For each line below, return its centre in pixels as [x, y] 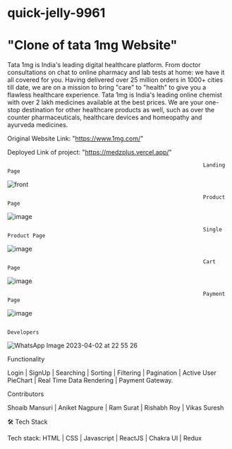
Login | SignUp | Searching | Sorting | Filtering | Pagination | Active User [112, 373]
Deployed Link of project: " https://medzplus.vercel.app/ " [90, 152]
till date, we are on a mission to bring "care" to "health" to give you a [107, 88]
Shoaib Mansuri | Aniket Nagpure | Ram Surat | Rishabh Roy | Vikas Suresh [116, 408]
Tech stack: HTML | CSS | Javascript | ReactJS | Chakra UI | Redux [105, 438]
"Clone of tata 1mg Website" [92, 46]
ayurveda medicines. [38, 125]
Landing [214, 165]
